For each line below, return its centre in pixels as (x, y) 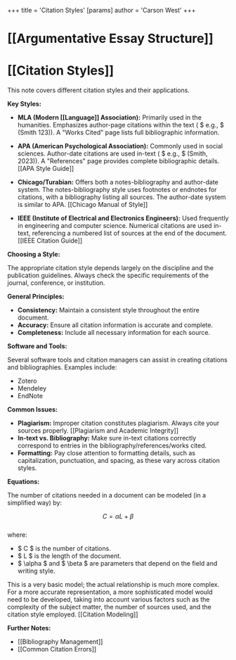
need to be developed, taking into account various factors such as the (109, 599)
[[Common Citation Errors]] (57, 649)
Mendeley (32, 388)
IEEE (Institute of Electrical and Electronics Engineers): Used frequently (123, 218)
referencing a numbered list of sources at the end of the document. (129, 233)
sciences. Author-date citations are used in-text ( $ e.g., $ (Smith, (113, 153)
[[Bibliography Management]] (60, 642)
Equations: (24, 482)
